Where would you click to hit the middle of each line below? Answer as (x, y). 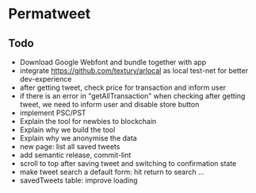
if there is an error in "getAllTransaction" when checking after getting (132, 96)
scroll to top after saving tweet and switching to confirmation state (128, 163)
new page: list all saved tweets (70, 147)
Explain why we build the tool (67, 129)
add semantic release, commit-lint (75, 155)
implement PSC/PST (53, 113)
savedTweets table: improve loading (78, 180)
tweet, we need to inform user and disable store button (109, 104)
